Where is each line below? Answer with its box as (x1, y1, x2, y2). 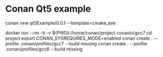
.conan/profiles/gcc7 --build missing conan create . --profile (20, 40, 148, 46)
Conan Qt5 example (5, 3, 91, 15)
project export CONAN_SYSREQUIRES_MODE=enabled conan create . (5, 35, 153, 41)
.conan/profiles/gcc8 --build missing (5, 46, 83, 52)
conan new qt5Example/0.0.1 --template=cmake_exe (5, 20, 116, 26)
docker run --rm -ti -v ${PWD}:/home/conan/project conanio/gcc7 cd (5, 30, 152, 36)
